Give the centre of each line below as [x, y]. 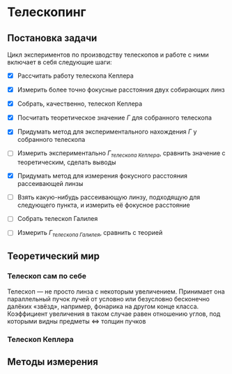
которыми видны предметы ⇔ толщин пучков [77, 321]
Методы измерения [53, 362]
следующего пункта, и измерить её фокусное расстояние [103, 205]
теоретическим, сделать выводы [67, 162]
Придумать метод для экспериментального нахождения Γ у [107, 132]
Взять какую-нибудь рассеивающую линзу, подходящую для [109, 197]
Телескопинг [47, 12]
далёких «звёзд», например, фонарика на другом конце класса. [103, 306]
